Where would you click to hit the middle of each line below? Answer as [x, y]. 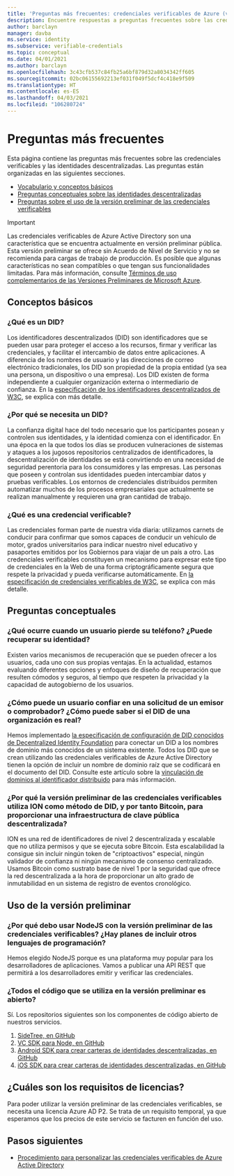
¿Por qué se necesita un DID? [58, 414]
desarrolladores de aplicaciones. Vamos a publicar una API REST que [107, 965]
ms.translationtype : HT [42, 85]
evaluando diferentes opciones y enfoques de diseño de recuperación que [114, 670]
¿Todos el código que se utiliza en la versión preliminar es [107, 990]
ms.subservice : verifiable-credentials [65, 46]
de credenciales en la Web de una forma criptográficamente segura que [111, 567]
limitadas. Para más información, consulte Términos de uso [92, 273]
